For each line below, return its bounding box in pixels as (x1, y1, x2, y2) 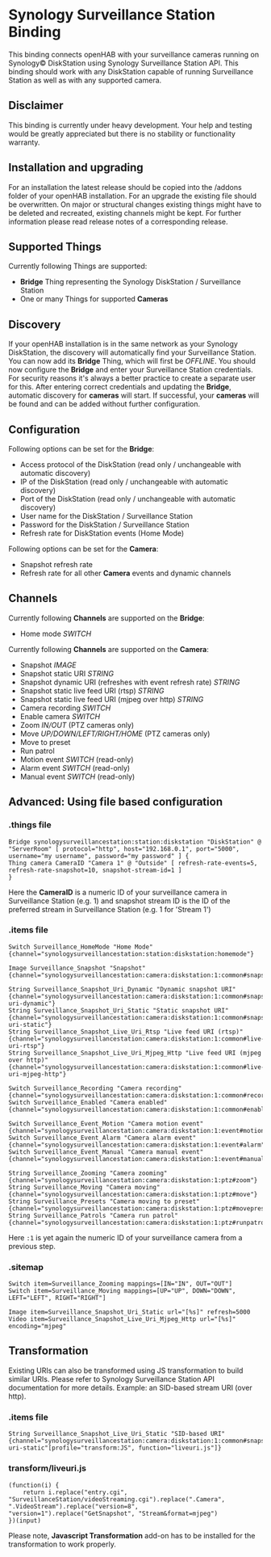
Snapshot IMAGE (19, 660, 77, 670)
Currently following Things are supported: (8, 261, 148, 271)
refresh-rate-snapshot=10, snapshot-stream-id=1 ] (8, 866, 182, 874)
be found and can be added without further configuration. (8, 399, 201, 409)
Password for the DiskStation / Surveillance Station (19, 520, 190, 529)
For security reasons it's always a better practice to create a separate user (8, 373, 256, 383)
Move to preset (19, 737, 71, 747)
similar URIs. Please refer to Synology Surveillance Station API (8, 1374, 215, 1383)
